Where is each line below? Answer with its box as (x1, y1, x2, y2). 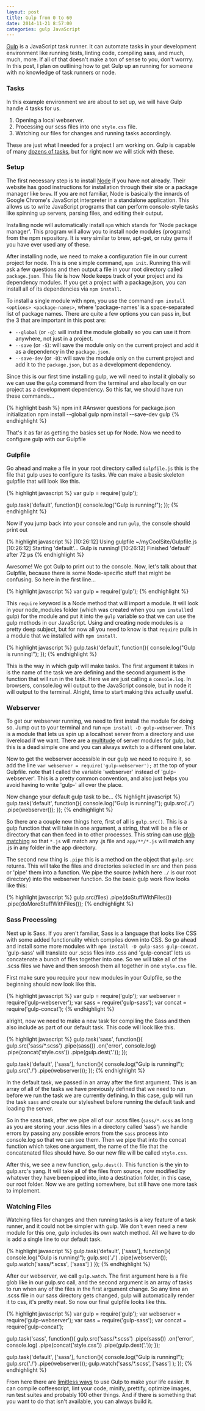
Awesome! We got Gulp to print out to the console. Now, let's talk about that (6, 563, 197, 570)
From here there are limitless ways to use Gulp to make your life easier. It (6, 1378, 189, 1386)
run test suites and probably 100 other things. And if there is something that (6, 1391, 196, 1399)
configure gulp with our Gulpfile (6, 435, 87, 442)
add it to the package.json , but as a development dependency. (15, 360, 172, 368)
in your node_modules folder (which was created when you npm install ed (6, 606, 193, 614)
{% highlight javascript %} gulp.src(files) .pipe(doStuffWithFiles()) (6, 894, 172, 901)
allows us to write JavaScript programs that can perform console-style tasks (6, 203, 199, 210)
